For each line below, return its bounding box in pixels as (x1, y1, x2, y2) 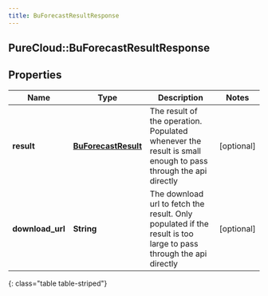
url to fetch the (149, 198, 205, 209)
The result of (149, 105, 198, 116)
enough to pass (149, 155, 208, 166)
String (73, 223, 97, 234)
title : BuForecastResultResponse (8, 11, 120, 20)
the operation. (149, 115, 203, 126)
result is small (149, 145, 202, 156)
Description (158, 92, 203, 103)
